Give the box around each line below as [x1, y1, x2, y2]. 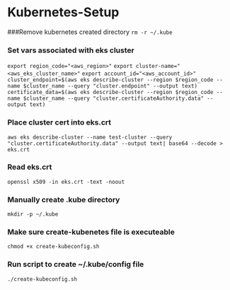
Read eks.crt [7, 162, 52, 172]
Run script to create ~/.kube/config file [7, 260, 144, 269]
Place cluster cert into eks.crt [7, 117, 112, 127]
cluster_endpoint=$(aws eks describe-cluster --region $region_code [7, 76, 214, 83]
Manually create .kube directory [7, 195, 120, 204]
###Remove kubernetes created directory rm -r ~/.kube [7, 28, 173, 36]
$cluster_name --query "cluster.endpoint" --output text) [23, 83, 198, 90]
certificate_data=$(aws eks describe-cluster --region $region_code [7, 89, 214, 96]
